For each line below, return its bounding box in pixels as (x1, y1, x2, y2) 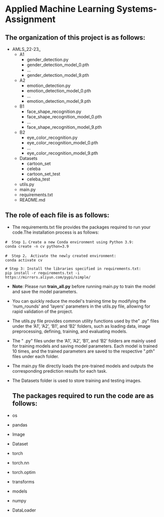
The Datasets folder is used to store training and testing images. (12, 378, 142, 383)
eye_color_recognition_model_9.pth (26, 150, 98, 156)
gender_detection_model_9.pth (26, 72, 89, 78)
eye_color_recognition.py (26, 135, 78, 140)
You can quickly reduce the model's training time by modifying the (12, 298, 146, 304)
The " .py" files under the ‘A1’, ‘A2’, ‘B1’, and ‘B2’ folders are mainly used (12, 337, 156, 343)
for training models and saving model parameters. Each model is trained (12, 343, 158, 349)
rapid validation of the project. (12, 308, 73, 314)
